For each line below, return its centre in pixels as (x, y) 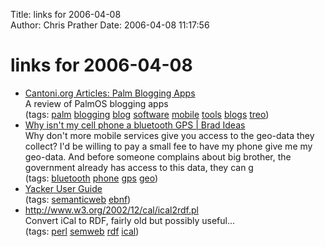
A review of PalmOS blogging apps (96, 103)
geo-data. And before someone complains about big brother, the (158, 156)
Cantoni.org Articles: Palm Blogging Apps (110, 93)
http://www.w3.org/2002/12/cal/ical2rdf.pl (111, 210)
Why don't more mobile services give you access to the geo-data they (169, 135)
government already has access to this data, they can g (139, 167)
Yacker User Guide (63, 188)
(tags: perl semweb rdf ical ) (82, 231)
